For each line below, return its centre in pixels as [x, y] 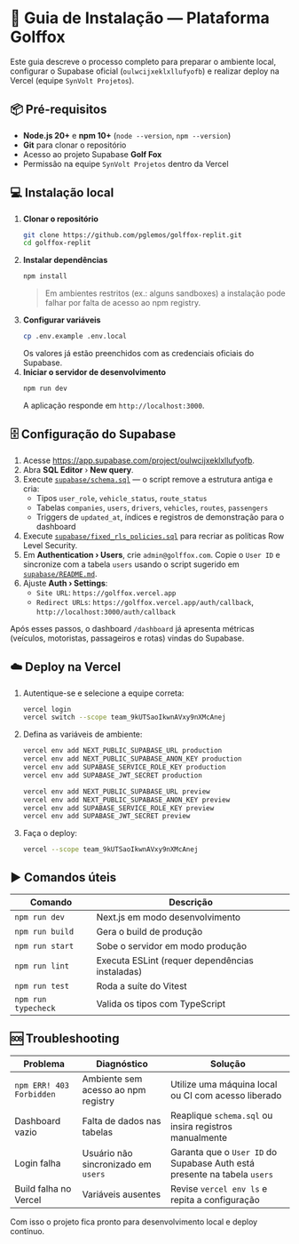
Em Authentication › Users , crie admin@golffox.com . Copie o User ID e [151, 554]
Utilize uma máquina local [224, 1084]
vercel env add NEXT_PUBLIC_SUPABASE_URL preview [117, 791]
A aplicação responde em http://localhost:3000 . [114, 405]
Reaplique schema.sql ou [222, 1115]
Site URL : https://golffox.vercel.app [106, 592]
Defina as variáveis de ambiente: [83, 734]
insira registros [202, 1126]
